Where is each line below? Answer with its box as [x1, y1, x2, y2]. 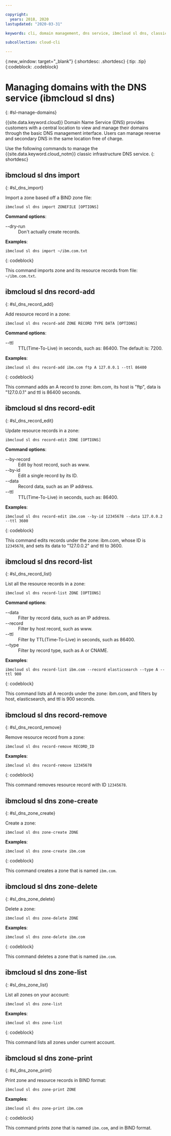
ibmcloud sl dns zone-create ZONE [5, 830, 79, 835]
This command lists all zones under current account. [5, 1039, 116, 1045]
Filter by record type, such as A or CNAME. [18, 647, 108, 654]
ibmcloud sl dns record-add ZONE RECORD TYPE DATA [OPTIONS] [5, 321, 138, 326]
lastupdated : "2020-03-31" [5, 21, 63, 27]
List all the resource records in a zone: [5, 581, 85, 587]
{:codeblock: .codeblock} [5, 64, 59, 70]
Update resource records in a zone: [5, 427, 80, 433]
